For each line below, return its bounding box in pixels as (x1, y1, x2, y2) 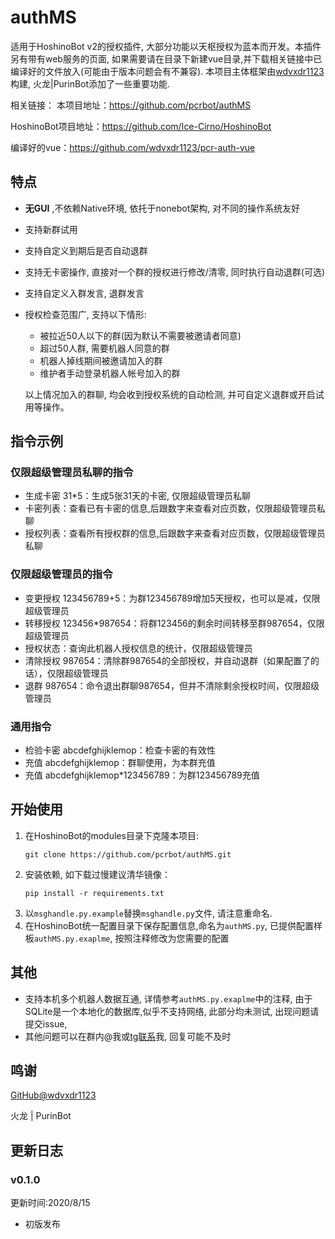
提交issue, (24, 1017, 68, 1030)
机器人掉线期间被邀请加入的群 (39, 354, 163, 366)
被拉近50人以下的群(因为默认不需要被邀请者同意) (39, 329, 242, 341)
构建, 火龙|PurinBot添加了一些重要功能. (10, 77, 171, 90)
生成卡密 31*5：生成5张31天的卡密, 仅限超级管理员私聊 (24, 490, 252, 502)
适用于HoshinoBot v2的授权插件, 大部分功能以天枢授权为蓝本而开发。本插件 (10, 40, 322, 52)
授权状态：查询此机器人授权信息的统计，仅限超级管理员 (24, 642, 253, 654)
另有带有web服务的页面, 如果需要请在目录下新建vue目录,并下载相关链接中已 (10, 52, 323, 65)
